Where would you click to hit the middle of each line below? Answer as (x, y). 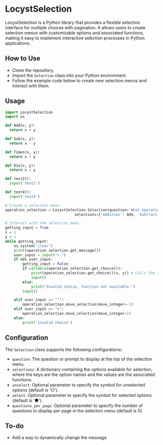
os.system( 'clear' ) (33, 246)
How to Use (23, 59)
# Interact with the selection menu (42, 223)
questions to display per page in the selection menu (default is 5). (78, 410)
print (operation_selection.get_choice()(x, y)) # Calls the (93, 273)
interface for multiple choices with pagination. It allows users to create (75, 27)
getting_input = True (27, 228)
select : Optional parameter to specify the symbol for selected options (82, 395)
